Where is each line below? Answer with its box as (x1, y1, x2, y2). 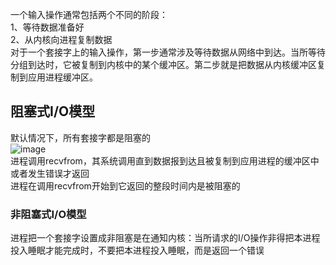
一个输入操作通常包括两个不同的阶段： (10, 9, 168, 20)
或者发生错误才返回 (10, 167, 90, 179)
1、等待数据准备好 (10, 21, 85, 33)
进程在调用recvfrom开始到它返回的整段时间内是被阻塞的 (10, 179, 241, 192)
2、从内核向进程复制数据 (10, 34, 113, 45)
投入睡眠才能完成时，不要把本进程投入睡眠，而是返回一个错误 (10, 244, 265, 257)
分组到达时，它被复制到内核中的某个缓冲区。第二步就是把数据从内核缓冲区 (10, 59, 317, 70)
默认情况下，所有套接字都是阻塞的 (10, 131, 151, 143)
